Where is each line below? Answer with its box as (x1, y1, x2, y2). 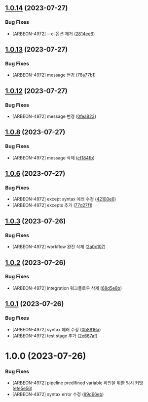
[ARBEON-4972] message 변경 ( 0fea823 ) (12, 113, 97, 119)
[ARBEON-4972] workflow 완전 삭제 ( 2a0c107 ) (12, 244, 106, 250)
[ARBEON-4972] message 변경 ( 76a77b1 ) (12, 72, 96, 78)
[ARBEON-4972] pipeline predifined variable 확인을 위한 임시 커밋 (12, 380, 144, 386)
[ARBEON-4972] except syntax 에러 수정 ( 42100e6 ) (12, 196, 116, 202)
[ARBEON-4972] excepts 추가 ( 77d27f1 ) (12, 202, 93, 208)
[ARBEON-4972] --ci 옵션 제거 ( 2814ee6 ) (12, 31, 95, 37)
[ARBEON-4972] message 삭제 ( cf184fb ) (12, 154, 95, 160)
